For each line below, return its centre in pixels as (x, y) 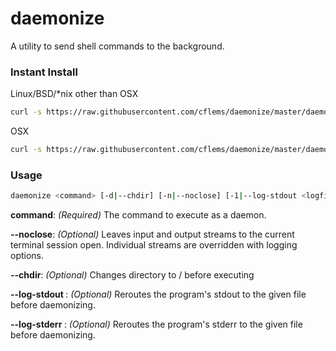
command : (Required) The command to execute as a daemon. (138, 215)
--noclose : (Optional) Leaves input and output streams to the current (152, 234)
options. (27, 256)
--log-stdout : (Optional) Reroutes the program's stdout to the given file (158, 294)
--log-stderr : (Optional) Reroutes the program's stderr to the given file (156, 324)
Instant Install (44, 72)
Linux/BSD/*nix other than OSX (74, 94)
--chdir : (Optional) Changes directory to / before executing (132, 275)
